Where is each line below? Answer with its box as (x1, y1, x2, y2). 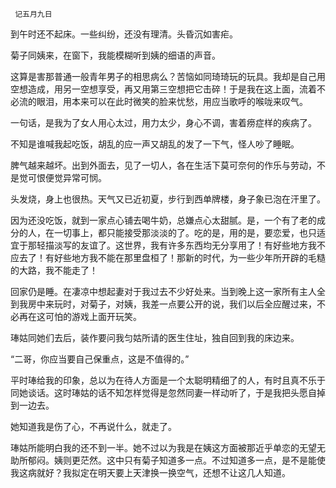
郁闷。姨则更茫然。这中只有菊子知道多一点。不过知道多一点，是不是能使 (27, 454, 326, 466)
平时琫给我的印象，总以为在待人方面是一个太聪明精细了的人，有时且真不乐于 (10, 374, 326, 386)
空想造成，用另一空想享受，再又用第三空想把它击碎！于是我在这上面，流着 (10, 83, 317, 95)
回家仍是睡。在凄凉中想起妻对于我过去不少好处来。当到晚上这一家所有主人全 (10, 286, 326, 297)
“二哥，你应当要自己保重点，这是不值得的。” (10, 353, 190, 365)
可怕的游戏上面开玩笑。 (44, 311, 142, 322)
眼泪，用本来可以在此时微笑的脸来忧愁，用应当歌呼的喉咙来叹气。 (36, 96, 308, 107)
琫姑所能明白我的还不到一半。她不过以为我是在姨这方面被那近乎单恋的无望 (10, 442, 317, 453)
